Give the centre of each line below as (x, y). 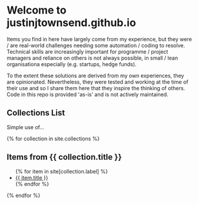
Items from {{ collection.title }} (64, 157)
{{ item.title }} (32, 177)
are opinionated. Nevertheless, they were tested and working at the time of (98, 82)
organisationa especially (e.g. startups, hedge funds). (72, 64)
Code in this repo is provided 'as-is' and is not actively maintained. (88, 94)
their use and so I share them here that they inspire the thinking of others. (96, 88)
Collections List (36, 113)
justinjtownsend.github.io (71, 23)
